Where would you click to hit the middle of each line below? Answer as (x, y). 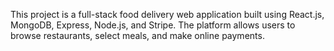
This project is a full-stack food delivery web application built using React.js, (167, 14)
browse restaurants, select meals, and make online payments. (137, 35)
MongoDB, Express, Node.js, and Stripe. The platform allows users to (153, 25)
